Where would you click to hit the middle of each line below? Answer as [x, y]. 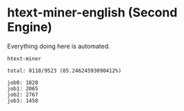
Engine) [30, 27]
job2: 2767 [23, 95]
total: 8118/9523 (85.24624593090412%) [64, 71]
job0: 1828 [23, 83]
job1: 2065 [23, 88]
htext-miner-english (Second [92, 13]
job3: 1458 [23, 101]
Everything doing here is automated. [59, 46]
